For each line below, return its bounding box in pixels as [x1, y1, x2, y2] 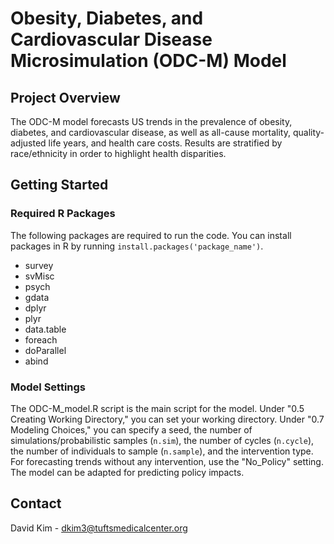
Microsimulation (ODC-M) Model [10, 50, 287, 72]
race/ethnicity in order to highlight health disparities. [10, 148, 227, 159]
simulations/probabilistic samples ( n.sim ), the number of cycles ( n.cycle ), [10, 434, 315, 446]
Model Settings [10, 380, 87, 394]
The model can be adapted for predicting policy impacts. [10, 466, 245, 478]
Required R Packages [10, 207, 116, 221]
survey [24, 259, 54, 271]
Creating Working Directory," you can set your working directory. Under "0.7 [10, 413, 325, 425]
